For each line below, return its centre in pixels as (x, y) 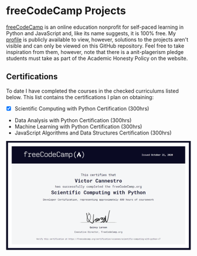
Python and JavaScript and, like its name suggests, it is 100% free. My (91, 33)
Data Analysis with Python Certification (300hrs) (73, 120)
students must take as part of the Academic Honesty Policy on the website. (97, 58)
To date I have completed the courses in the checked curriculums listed (92, 91)
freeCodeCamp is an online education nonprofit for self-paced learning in (95, 27)
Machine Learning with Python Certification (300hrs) (78, 126)
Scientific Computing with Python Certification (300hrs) (82, 108)
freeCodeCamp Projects (66, 11)
